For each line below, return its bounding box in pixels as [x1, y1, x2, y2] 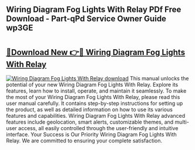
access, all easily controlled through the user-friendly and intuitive [18, 125, 179, 131]
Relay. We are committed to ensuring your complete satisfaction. [6, 137, 163, 144]
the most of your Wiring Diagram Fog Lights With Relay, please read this [6, 94, 180, 100]
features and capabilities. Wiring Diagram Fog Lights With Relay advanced [6, 112, 186, 119]
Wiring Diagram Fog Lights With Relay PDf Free [6, 5, 181, 15]
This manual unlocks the [130, 75, 189, 81]
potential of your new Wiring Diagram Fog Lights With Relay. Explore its [6, 81, 179, 88]
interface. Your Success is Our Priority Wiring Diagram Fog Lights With [6, 131, 177, 138]
